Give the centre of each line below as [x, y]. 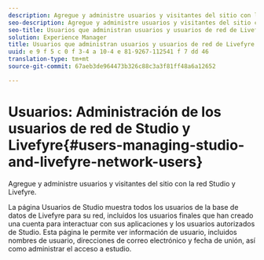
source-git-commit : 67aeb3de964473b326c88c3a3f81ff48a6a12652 [112, 67]
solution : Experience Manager [58, 37]
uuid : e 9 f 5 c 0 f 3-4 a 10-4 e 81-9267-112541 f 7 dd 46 [109, 52]
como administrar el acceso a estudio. [70, 248]
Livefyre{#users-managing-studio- [126, 145]
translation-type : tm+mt [49, 60]
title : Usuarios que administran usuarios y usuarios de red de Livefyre [132, 45]
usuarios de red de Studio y [99, 128]
